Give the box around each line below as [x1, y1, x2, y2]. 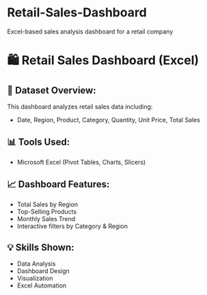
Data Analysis [16, 259, 56, 268]
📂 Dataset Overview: [7, 84, 97, 96]
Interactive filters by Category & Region [16, 222, 128, 230]
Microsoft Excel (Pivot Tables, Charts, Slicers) [16, 158, 146, 166]
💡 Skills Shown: [7, 241, 74, 253]
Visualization [16, 275, 53, 283]
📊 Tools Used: [7, 137, 70, 148]
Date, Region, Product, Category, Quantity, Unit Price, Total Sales [16, 115, 200, 124]
